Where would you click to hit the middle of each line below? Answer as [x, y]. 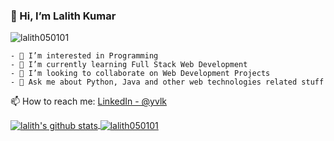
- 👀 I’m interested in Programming [84, 56]
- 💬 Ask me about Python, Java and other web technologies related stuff [167, 82]
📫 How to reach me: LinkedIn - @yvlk [88, 101]
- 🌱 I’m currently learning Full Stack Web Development [129, 65]
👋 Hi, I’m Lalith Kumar [63, 16]
